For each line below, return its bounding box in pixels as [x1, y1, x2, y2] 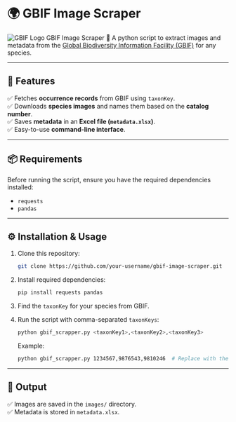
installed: [7, 183, 34, 191]
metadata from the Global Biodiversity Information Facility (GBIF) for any [7, 41, 216, 49]
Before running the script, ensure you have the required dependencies [7, 175, 211, 184]
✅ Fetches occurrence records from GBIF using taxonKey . [7, 94, 176, 102]
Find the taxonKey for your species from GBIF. [17, 302, 150, 311]
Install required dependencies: [17, 275, 106, 284]
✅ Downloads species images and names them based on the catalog [7, 102, 209, 110]
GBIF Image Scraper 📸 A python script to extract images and [46, 33, 221, 42]
